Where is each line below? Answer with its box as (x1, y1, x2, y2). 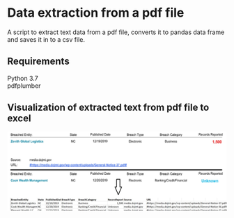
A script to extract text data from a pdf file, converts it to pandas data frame (7, 28, 225, 36)
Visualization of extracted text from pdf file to (7, 102, 210, 114)
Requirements (7, 56, 70, 68)
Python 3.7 (7, 74, 38, 82)
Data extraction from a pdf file (7, 5, 185, 21)
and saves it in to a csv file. (7, 35, 86, 43)
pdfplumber (7, 81, 41, 90)
